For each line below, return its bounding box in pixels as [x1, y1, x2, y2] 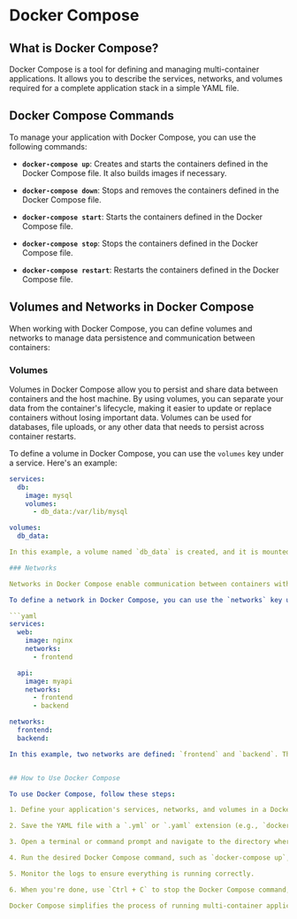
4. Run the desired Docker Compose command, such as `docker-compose [9, 854, 271, 862]
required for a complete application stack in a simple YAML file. [9, 83, 240, 93]
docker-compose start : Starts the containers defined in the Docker [21, 211, 263, 222]
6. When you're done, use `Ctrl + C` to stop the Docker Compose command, [9, 885, 291, 894]
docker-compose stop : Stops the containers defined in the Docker [21, 238, 259, 249]
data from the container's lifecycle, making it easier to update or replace [9, 402, 272, 413]
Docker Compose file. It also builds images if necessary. [21, 167, 227, 178]
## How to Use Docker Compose [9, 773, 121, 783]
